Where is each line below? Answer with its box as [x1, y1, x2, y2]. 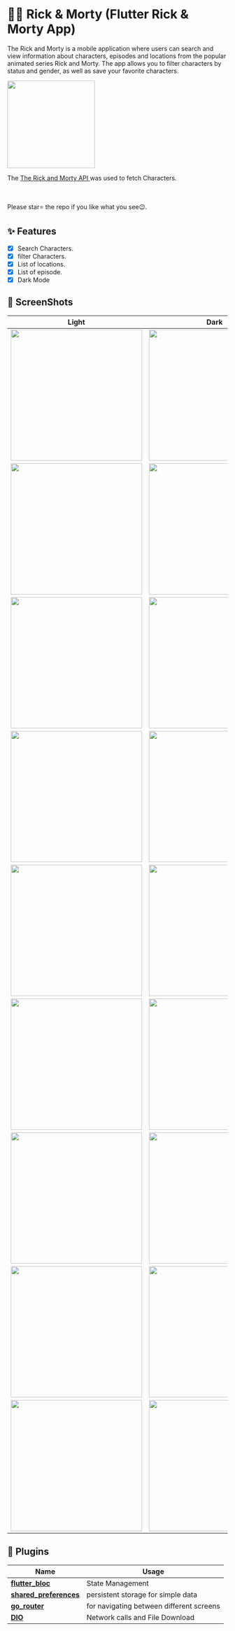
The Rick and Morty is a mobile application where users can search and [7, 44, 214, 52]
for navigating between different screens [86, 1601, 220, 1611]
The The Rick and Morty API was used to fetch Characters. [7, 174, 177, 182]
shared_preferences [10, 1590, 80, 1600]
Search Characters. [17, 244, 73, 253]
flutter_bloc [10, 1578, 50, 1588]
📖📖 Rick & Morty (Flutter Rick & [7, 6, 189, 22]
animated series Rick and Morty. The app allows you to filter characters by [7, 59, 222, 67]
